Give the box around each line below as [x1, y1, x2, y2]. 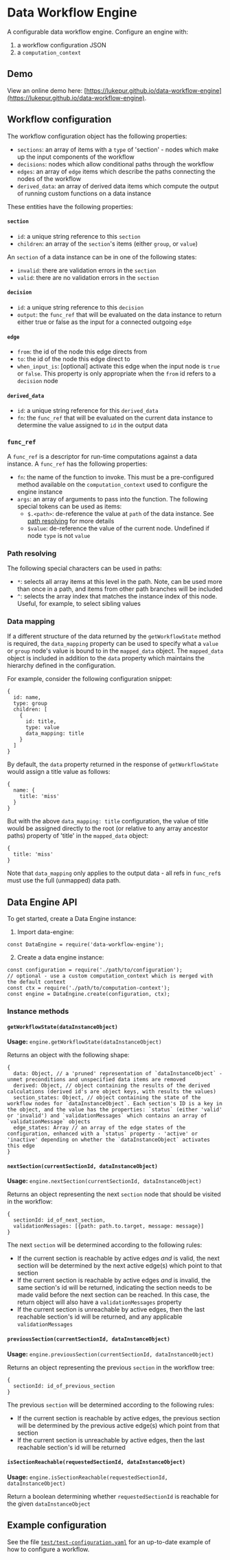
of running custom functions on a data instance [16, 189, 152, 197]
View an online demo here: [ [7, 86, 87, 94]
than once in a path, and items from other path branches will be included [16, 585, 223, 593]
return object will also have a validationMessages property [16, 1298, 182, 1306]
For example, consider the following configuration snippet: [7, 675, 172, 683]
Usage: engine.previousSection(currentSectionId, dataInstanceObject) [7, 1350, 214, 1358]
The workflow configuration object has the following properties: [7, 132, 187, 140]
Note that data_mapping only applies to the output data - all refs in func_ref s [7, 869, 221, 878]
